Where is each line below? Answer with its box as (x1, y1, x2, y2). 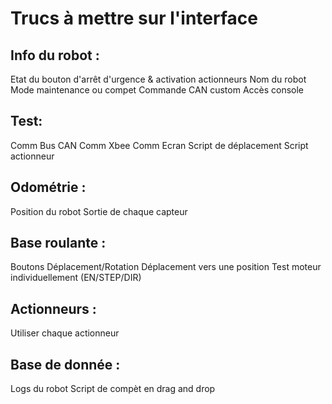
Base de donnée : (10, 356, 121, 373)
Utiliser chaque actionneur (10, 327, 120, 339)
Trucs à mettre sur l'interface (10, 7, 258, 30)
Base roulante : (10, 235, 107, 252)
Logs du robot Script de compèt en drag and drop (10, 383, 216, 395)
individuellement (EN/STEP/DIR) (10, 272, 142, 284)
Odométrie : (10, 179, 87, 196)
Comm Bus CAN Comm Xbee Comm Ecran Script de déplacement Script (10, 139, 309, 151)
